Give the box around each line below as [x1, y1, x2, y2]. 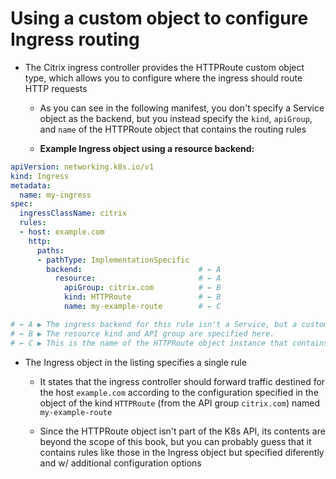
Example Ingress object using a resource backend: [39, 142, 255, 154]
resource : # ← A [54, 273, 222, 284]
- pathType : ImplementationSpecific [36, 255, 190, 265]
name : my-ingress [19, 190, 92, 200]
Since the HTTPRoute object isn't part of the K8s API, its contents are [39, 425, 326, 437]
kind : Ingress [10, 171, 70, 181]
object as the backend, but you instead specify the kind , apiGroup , [39, 112, 313, 124]
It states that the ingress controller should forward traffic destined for [39, 375, 326, 387]
